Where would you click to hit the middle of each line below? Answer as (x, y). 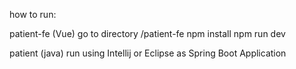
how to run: (33, 14)
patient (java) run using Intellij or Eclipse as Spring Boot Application (148, 53)
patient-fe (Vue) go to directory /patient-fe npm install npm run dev (147, 33)
